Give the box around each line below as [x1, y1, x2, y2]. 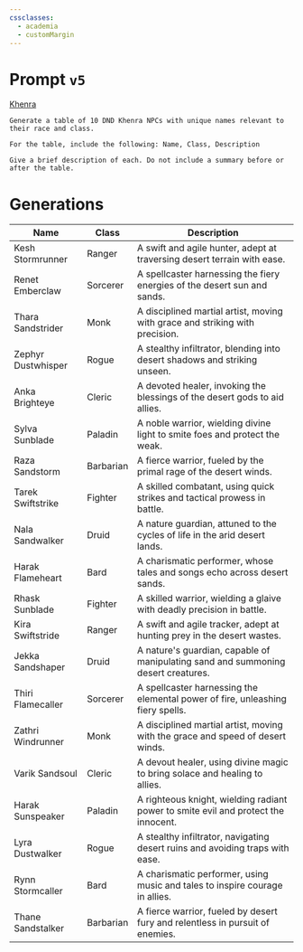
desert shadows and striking [136, 353, 258, 366]
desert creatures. [136, 666, 210, 679]
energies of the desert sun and [136, 279, 268, 292]
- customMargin [17, 30, 75, 39]
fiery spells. [136, 704, 187, 717]
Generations [9, 193, 105, 214]
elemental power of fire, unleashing [136, 693, 287, 705]
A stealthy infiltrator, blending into [136, 343, 281, 355]
